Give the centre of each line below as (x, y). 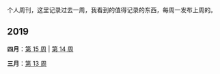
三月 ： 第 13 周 (27, 63)
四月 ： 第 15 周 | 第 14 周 (40, 49)
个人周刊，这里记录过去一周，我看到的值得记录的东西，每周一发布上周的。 (112, 10)
